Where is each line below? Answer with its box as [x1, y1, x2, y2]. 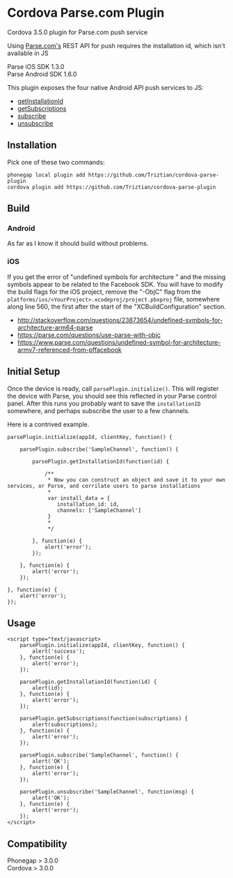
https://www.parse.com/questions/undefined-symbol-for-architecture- [17, 338, 221, 346]
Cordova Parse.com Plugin [7, 5, 165, 21]
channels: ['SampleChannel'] [56, 507, 141, 514]
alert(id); [32, 685, 64, 692]
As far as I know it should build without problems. [7, 239, 149, 248]
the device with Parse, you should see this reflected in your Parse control [7, 392, 217, 400]
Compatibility [7, 838, 67, 849]
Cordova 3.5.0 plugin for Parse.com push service [7, 28, 148, 36]
